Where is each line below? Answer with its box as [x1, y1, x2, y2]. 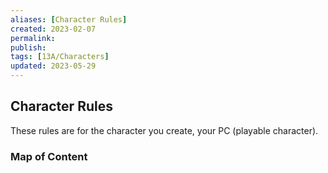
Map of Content [10, 149, 88, 163]
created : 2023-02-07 [10, 24, 97, 34]
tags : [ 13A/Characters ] [10, 52, 110, 62]
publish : [10, 42, 47, 53]
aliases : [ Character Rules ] [10, 14, 128, 25]
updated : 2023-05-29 [10, 61, 97, 71]
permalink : [10, 33, 56, 43]
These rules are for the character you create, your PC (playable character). [10, 124, 319, 136]
